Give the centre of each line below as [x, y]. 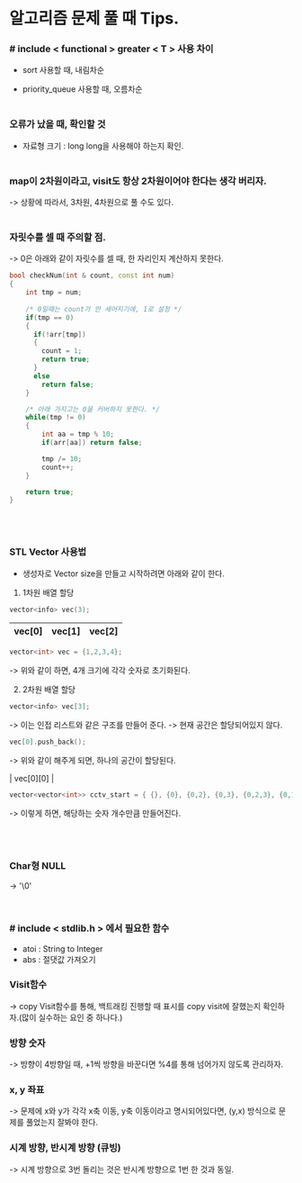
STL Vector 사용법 [48, 552]
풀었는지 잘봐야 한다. [62, 1123]
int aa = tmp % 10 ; [78, 434]
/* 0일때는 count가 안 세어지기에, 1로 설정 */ [104, 309]
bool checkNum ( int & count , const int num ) [92, 275]
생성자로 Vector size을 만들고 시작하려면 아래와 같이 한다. [123, 573]
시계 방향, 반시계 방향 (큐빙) [65, 1148]
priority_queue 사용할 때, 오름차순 [82, 89]
